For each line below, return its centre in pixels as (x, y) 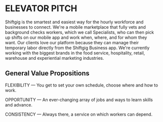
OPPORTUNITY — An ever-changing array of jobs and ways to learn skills (79, 100)
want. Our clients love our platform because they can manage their (72, 42)
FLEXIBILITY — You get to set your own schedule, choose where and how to (81, 85)
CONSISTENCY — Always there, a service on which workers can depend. (79, 114)
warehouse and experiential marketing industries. (54, 58)
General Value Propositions (47, 73)
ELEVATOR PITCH (41, 9)
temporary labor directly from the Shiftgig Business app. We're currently (77, 48)
